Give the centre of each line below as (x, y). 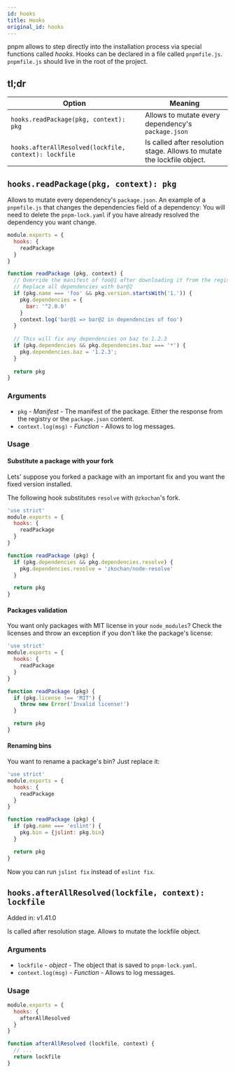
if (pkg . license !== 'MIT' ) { (57, 698)
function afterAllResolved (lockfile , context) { (81, 1044)
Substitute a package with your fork (60, 461)
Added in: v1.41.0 (32, 918)
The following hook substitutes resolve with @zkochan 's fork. (94, 498)
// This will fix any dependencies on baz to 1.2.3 (91, 339)
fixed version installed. (40, 484)
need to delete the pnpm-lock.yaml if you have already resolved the (103, 215)
